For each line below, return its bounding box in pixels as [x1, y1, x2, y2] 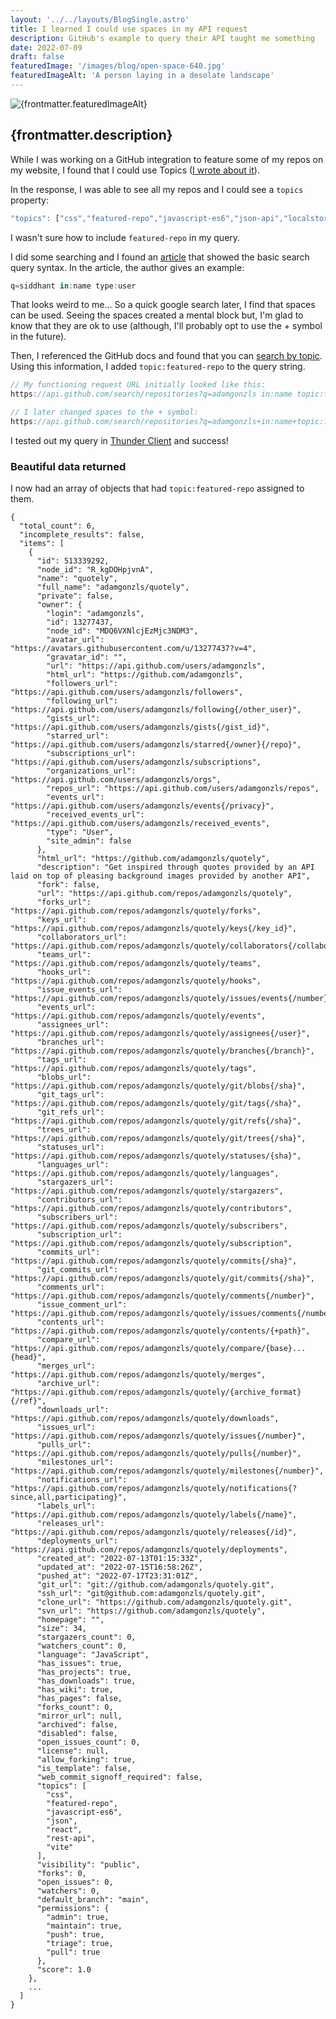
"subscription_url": [36, 1230, 123, 1240]
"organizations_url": [46, 766, 137, 776]
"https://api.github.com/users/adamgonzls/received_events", [10, 819, 271, 829]
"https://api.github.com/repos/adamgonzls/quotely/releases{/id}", [10, 1527, 298, 1538]
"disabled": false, [36, 1729, 118, 1739]
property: [10, 194, 49, 206]
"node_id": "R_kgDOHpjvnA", [36, 565, 155, 575]
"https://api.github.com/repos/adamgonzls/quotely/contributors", [10, 1204, 293, 1214]
